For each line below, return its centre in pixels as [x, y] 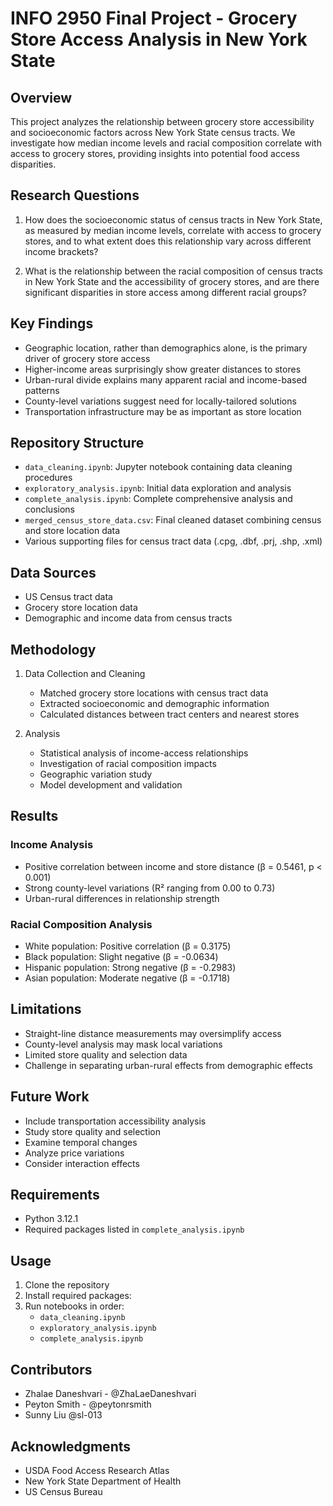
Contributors [51, 1369]
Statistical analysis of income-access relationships [144, 753]
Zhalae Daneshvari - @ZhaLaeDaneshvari [110, 1394]
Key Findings [52, 323]
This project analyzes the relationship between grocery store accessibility [162, 121]
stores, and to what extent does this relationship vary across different [168, 241]
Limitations [46, 1009]
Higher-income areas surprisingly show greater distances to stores [163, 369]
